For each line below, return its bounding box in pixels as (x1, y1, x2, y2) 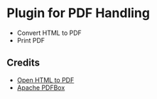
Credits (6, 57, 40, 69)
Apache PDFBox (16, 83, 65, 92)
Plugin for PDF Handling (6, 5, 151, 21)
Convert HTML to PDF (16, 28, 82, 37)
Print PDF (16, 36, 45, 44)
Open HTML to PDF (16, 75, 75, 84)
